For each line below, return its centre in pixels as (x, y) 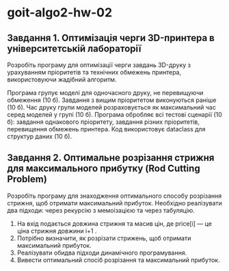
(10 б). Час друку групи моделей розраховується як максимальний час (112, 107)
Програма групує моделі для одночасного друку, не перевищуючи (105, 93)
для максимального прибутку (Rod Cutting (104, 169)
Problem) (27, 179)
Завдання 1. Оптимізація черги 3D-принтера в (111, 38)
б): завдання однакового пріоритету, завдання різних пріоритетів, (103, 122)
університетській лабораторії (74, 48)
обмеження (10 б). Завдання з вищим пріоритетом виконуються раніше (112, 100)
